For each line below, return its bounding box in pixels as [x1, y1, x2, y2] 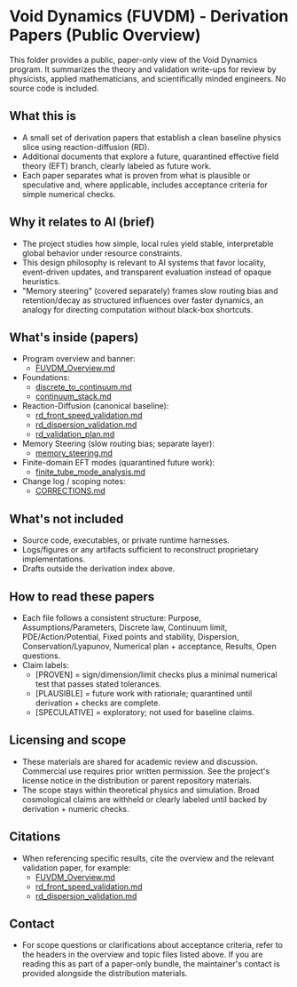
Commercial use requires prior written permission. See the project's [21, 766, 270, 776]
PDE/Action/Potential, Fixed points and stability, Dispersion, [21, 632, 239, 641]
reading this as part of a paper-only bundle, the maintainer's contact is [21, 959, 281, 969]
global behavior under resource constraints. [21, 247, 183, 259]
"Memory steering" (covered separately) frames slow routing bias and [21, 285, 278, 296]
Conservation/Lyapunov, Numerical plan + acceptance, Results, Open [21, 641, 277, 651]
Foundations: [21, 372, 70, 383]
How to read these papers [9, 589, 155, 604]
